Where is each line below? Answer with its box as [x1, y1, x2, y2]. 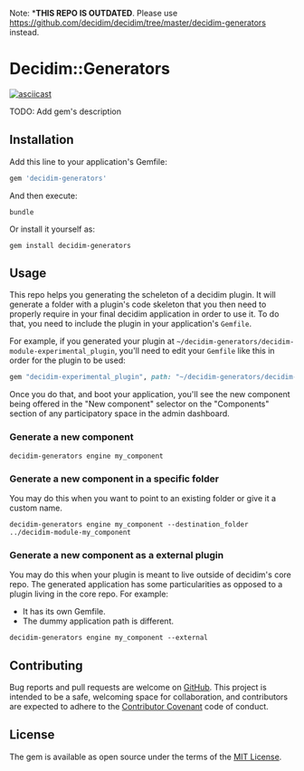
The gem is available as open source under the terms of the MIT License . [9, 751, 282, 762]
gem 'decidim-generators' [9, 174, 107, 183]
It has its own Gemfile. [22, 606, 106, 617]
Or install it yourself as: [9, 224, 95, 234]
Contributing [9, 658, 83, 673]
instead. [9, 27, 40, 37]
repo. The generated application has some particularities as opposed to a [9, 579, 283, 590]
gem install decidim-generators [9, 241, 131, 250]
